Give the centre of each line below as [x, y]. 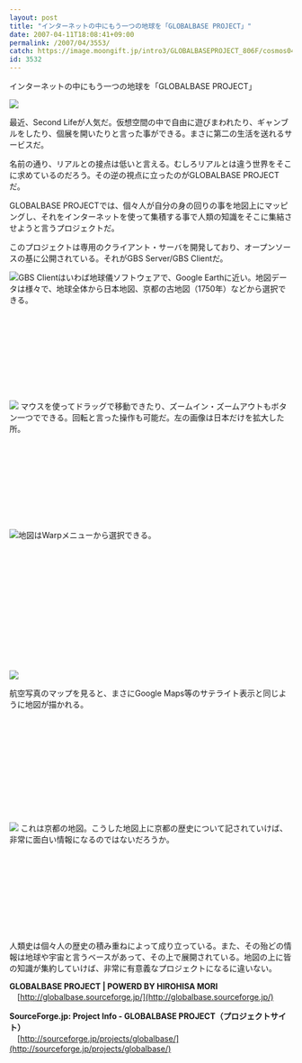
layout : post [34, 18]
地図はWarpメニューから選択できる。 [87, 535]
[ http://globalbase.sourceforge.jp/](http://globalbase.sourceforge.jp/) [145, 997]
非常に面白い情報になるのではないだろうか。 [92, 839]
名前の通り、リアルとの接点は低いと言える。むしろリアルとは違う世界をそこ [151, 164]
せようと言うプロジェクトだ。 [64, 228]
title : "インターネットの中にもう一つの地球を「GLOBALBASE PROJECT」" [130, 26]
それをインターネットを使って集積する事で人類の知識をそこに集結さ [166, 216]
